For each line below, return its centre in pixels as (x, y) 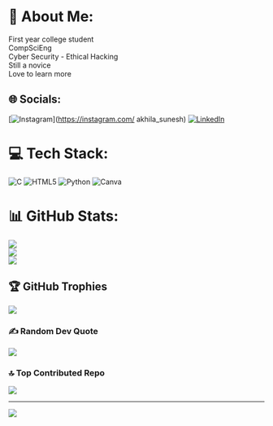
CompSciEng (30, 47)
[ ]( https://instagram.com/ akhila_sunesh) (97, 119)
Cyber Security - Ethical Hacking (63, 56)
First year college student (51, 39)
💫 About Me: (51, 17)
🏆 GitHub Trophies (58, 287)
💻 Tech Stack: (58, 153)
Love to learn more (40, 73)
